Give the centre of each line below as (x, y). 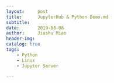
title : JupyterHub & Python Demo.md (57, 17)
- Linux (26, 60)
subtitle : (18, 22)
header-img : (20, 39)
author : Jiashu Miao (36, 33)
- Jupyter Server (38, 66)
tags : (13, 50)
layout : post (27, 11)
